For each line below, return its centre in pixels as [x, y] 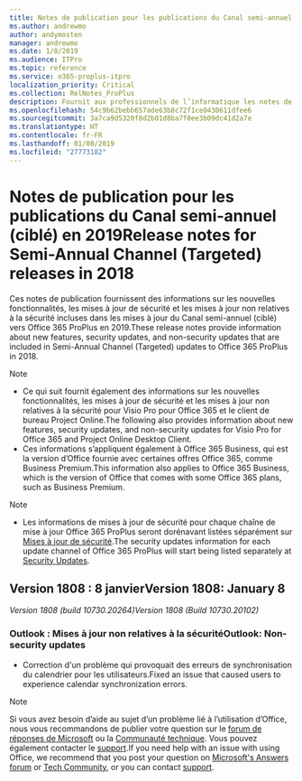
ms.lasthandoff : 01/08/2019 [62, 144]
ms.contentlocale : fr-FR [56, 135]
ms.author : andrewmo [48, 26]
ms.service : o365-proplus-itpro [70, 77]
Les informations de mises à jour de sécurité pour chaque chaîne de [149, 522]
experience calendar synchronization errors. [105, 683]
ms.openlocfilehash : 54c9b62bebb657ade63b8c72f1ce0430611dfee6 [131, 110]
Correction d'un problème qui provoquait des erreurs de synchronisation [157, 665]
